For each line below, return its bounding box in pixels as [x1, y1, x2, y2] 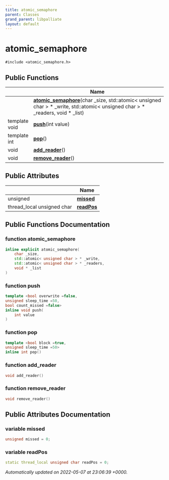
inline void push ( [5, 307, 44, 312]
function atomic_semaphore [5, 235, 76, 243]
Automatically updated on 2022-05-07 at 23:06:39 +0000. [5, 469, 128, 475]
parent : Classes [5, 12, 39, 17]
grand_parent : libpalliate [5, 17, 62, 22]
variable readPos [5, 449, 48, 456]
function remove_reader [5, 385, 66, 392]
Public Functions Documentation [5, 220, 110, 229]
